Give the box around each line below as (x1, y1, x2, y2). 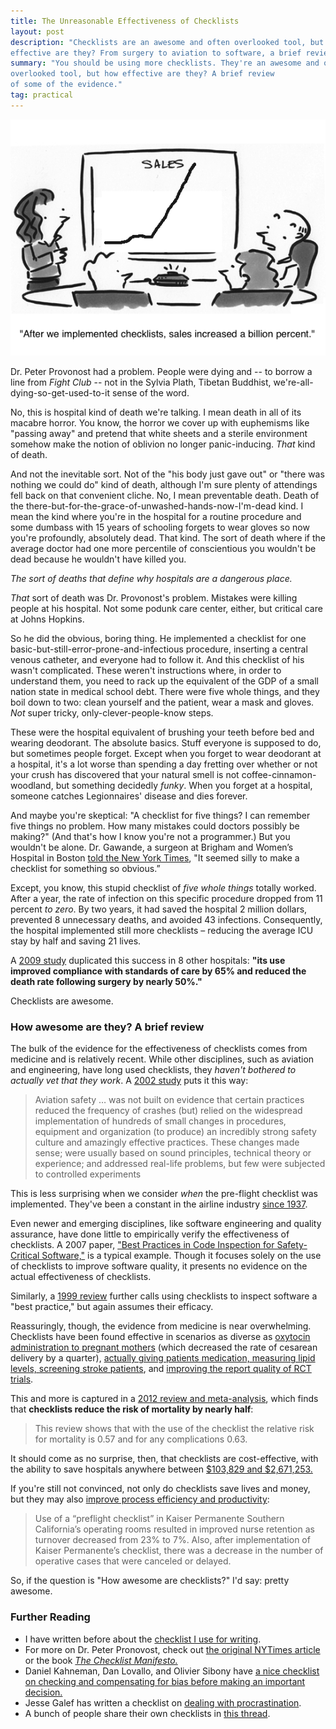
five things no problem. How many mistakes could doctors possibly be (10, 820, 300, 832)
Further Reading (10, 1610, 91, 1624)
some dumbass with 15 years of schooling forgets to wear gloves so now (10, 521, 310, 533)
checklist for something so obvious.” (10, 862, 161, 874)
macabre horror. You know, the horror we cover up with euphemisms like (10, 416, 310, 429)
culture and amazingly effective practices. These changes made (34, 1136, 300, 1149)
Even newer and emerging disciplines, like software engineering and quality (10, 1218, 322, 1230)
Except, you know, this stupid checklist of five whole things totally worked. (10, 881, 317, 894)
